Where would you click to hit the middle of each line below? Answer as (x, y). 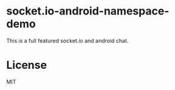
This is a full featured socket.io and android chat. (67, 40)
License (27, 65)
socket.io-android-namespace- (88, 11)
